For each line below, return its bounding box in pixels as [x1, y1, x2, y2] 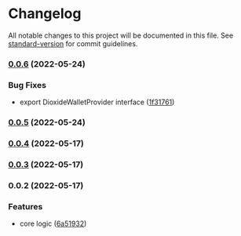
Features [8, 201, 43, 212]
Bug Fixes [8, 79, 47, 90]
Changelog [8, 5, 82, 23]
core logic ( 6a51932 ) [19, 219, 87, 228]
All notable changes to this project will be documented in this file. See [8, 31, 234, 40]
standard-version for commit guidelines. [8, 38, 138, 48]
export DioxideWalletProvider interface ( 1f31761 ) [19, 97, 175, 107]
